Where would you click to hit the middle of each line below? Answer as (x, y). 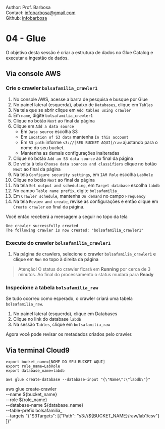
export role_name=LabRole (33, 366)
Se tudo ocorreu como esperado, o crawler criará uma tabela (69, 298)
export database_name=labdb (35, 371)
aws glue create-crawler (31, 389)
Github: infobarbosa (26, 18)
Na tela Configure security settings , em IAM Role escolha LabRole (83, 175)
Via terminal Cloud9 (38, 350)
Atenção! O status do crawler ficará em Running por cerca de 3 (84, 269)
